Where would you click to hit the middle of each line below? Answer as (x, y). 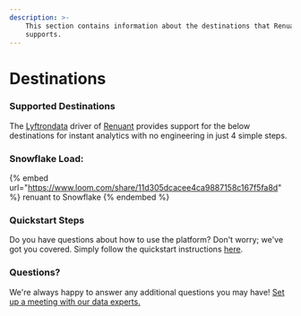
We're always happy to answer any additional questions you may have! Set (147, 292)
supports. (44, 34)
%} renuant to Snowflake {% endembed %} (90, 197)
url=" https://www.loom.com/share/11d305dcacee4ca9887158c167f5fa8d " (146, 188)
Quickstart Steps (47, 220)
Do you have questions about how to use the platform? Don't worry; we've (146, 240)
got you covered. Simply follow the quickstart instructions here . (126, 249)
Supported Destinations (62, 107)
